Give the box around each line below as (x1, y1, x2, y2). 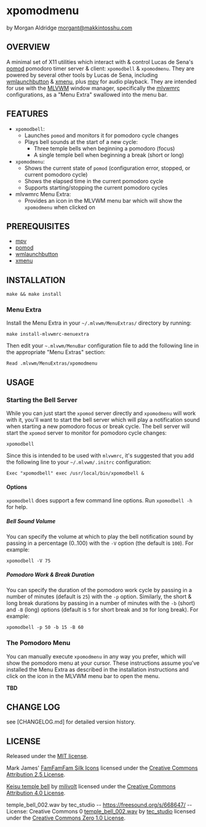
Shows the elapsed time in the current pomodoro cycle (24, 177, 164, 184)
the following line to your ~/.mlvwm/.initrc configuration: (6, 459, 152, 466)
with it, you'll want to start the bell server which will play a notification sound (6, 416, 200, 424)
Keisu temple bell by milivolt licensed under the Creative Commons (6, 783, 176, 790)
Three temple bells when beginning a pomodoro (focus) (33, 144, 175, 152)
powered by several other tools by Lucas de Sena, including (6, 71, 158, 79)
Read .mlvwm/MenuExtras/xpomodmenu (6, 360, 98, 366)
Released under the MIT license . (6, 753, 89, 760)
